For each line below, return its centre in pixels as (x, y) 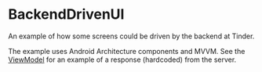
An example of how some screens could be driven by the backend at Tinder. (131, 36)
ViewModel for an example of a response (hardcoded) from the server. (122, 59)
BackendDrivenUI (66, 14)
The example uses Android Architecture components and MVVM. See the (127, 51)
